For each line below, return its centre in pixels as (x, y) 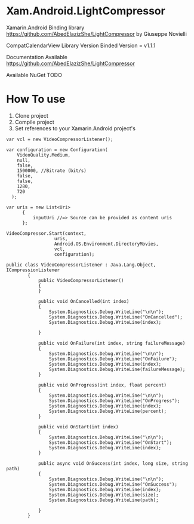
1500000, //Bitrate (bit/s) (52, 171)
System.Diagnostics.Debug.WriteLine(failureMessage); (117, 369)
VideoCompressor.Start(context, (46, 233)
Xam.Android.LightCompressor (86, 11)
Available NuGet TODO (34, 75)
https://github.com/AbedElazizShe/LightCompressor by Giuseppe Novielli (96, 33)
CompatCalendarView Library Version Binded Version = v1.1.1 (81, 45)
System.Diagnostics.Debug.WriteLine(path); (104, 500)
